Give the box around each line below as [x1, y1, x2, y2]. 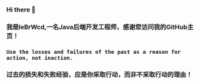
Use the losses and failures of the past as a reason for [6, 48, 181, 55]
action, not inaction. [6, 54, 73, 61]
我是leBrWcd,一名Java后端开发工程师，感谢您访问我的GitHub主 [6, 22, 194, 31]
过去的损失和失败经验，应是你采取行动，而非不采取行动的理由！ [6, 70, 193, 79]
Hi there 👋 [6, 5, 36, 14]
